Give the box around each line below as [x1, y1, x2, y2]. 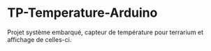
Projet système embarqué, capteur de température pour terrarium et [7, 28, 204, 36]
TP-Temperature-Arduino [7, 5, 158, 21]
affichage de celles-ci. [7, 35, 72, 43]
